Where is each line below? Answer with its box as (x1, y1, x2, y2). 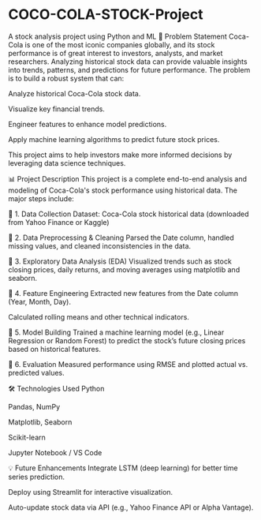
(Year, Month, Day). (8, 297, 71, 306)
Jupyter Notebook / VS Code (8, 447, 103, 457)
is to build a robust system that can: (8, 73, 125, 83)
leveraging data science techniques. (8, 158, 126, 167)
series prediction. (8, 472, 65, 481)
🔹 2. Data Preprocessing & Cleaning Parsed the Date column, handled (8, 233, 234, 242)
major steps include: (8, 193, 75, 203)
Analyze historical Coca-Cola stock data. (8, 88, 141, 98)
